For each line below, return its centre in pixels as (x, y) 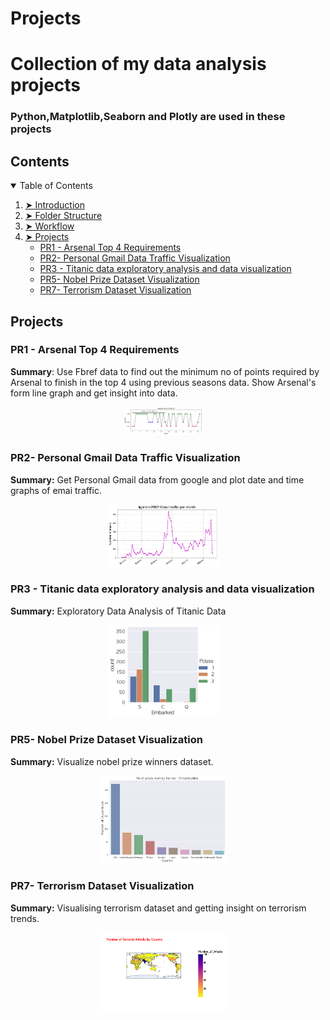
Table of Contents (56, 186)
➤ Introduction (54, 205)
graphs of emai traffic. (56, 490)
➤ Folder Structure (63, 216)
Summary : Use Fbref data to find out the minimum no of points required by (165, 371)
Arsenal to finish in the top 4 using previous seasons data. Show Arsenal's (163, 382)
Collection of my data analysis (138, 64)
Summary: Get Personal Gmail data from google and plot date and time (157, 479)
